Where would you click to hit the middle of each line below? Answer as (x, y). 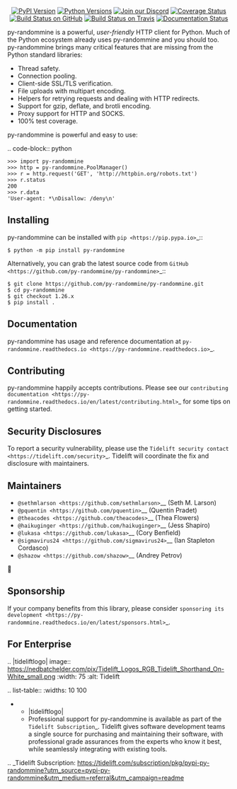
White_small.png (31, 676)
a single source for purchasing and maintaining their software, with (126, 734)
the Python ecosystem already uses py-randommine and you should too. (113, 40)
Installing (28, 220)
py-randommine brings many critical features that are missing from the (110, 47)
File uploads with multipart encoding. (71, 91)
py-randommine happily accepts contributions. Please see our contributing (118, 388)
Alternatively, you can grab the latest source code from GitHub (98, 263)
